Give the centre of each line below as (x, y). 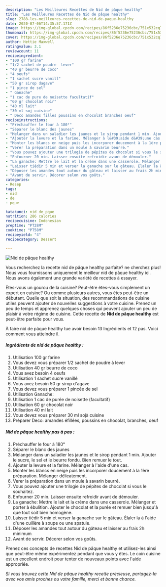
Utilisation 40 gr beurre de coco (45, 368)
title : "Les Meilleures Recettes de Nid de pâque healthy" (67, 14)
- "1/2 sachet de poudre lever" (40, 65)
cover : (12, 38)
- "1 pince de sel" (26, 88)
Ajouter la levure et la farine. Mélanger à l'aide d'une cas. (71, 465)
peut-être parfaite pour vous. (35, 319)
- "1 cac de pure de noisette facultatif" (50, 97)
